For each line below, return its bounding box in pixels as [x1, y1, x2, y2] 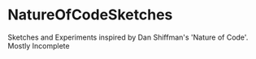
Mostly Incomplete [7, 40, 70, 50]
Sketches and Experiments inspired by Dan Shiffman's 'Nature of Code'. [7, 32, 249, 42]
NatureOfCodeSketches [7, 6, 173, 24]
